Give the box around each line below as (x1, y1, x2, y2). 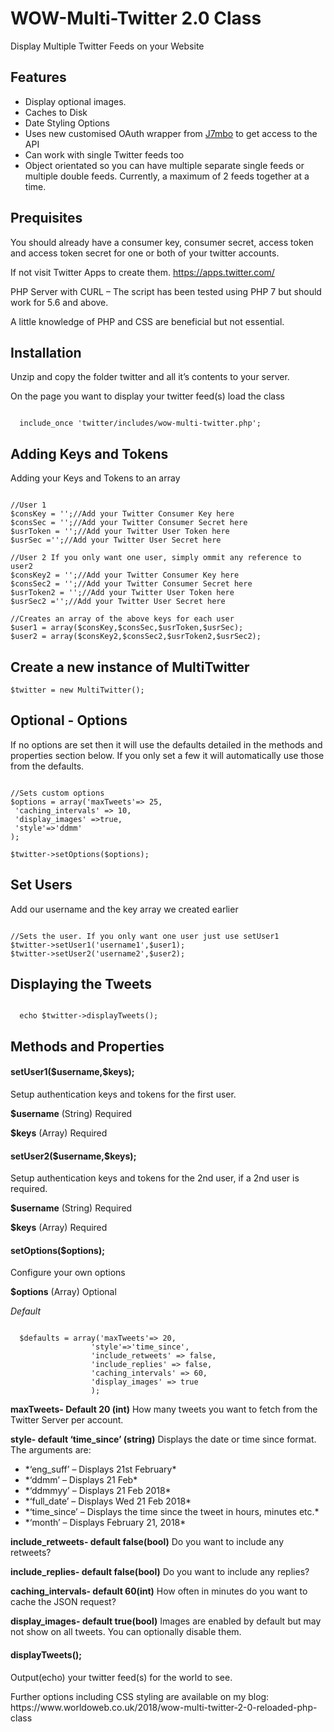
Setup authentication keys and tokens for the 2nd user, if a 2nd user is (10, 1172, 300, 1184)
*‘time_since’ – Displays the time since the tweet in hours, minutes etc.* (24, 1506, 320, 1518)
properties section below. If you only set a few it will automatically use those (10, 749, 325, 761)
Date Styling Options (24, 117, 110, 129)
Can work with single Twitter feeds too (24, 148, 185, 161)
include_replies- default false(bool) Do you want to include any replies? (10, 1566, 310, 1578)
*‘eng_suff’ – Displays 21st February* (24, 1463, 177, 1476)
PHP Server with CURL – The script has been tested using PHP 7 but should (10, 285, 322, 297)
